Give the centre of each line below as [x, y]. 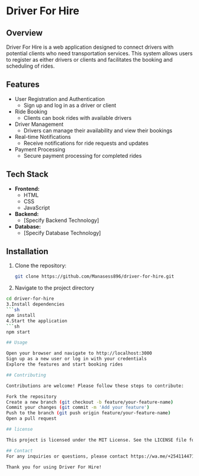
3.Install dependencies [36, 304]
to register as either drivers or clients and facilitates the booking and [89, 60]
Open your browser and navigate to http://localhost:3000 [79, 353]
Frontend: [27, 189]
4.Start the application [37, 321]
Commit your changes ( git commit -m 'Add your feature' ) [78, 408]
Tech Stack [27, 174]
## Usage [17, 342]
